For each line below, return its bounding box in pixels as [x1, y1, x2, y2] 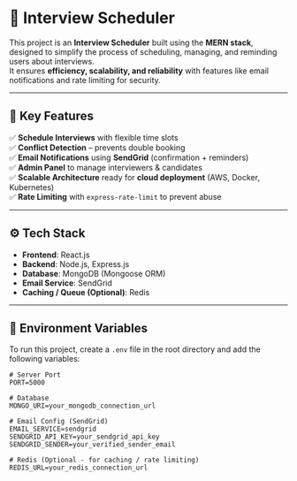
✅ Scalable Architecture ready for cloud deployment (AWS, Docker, [9, 172, 261, 182]
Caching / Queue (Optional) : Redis [21, 286, 150, 297]
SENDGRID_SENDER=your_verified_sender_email [9, 440, 176, 449]
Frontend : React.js [21, 249, 90, 260]
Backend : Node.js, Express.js [21, 258, 130, 269]
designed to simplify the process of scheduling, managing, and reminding [9, 46, 278, 57]
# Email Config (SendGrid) [9, 417, 109, 426]
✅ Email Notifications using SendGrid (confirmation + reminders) [9, 152, 249, 163]
